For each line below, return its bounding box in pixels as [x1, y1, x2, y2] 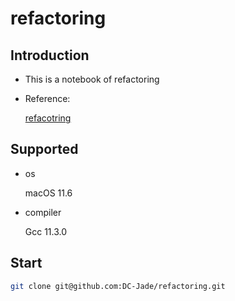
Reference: [24, 93, 71, 104]
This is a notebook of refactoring [24, 73, 160, 85]
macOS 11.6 [24, 187, 73, 199]
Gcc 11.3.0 [24, 225, 68, 237]
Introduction [10, 47, 90, 64]
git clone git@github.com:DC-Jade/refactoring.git [10, 281, 226, 291]
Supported [10, 141, 79, 158]
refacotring [24, 112, 72, 124]
